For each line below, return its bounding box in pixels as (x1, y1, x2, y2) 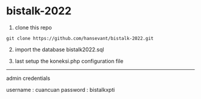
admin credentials (6, 75, 51, 82)
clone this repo (14, 24, 52, 31)
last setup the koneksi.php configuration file (14, 57, 124, 64)
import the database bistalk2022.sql (14, 46, 105, 53)
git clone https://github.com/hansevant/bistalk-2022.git (6, 35, 154, 41)
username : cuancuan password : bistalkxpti (6, 86, 115, 93)
